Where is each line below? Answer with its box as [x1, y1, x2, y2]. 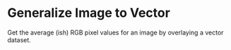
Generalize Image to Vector [7, 5, 171, 21]
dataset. [7, 35, 32, 44]
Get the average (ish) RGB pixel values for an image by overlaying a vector [7, 28, 224, 37]
